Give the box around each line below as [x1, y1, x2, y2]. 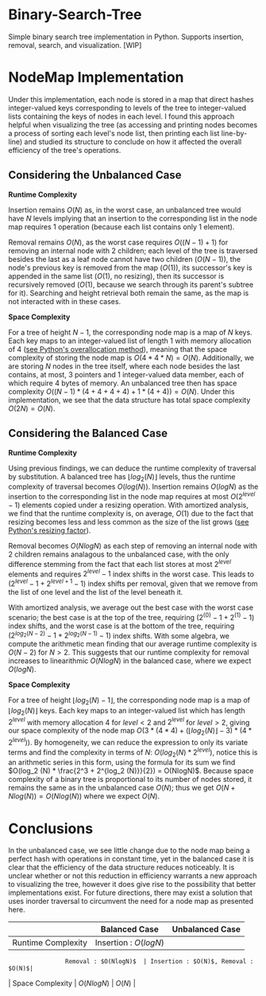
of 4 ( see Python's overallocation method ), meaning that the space [8, 344, 228, 353]
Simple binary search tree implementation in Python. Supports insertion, [8, 32, 244, 41]
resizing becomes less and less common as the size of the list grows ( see [8, 517, 249, 526]
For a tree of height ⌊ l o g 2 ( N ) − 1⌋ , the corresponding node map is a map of [8, 695, 250, 707]
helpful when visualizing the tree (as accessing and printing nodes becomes [8, 119, 258, 129]
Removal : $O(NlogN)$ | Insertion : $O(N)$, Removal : [64, 958, 254, 966]
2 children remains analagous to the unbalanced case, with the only [8, 549, 229, 559]
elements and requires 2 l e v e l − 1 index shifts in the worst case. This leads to [8, 568, 254, 579]
